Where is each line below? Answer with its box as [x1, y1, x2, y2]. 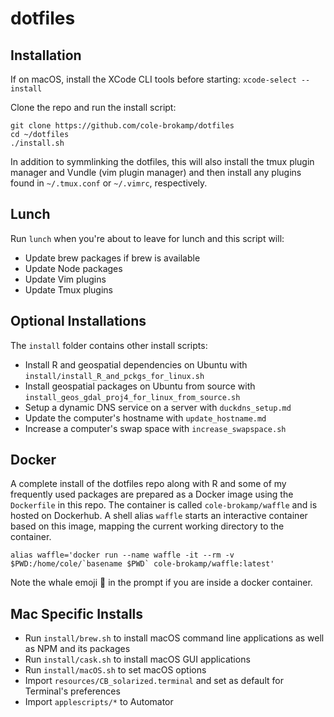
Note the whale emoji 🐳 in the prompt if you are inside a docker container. [10, 577, 313, 589]
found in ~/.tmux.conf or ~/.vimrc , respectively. [10, 177, 208, 189]
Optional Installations [10, 313, 147, 330]
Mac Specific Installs [10, 605, 144, 622]
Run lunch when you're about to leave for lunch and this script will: [10, 232, 285, 244]
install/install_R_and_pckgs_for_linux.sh [24, 371, 205, 381]
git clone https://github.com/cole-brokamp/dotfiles [10, 121, 235, 131]
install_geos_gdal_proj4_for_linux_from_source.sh [24, 392, 241, 402]
